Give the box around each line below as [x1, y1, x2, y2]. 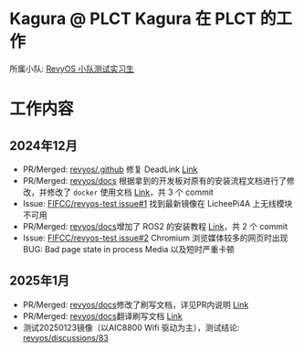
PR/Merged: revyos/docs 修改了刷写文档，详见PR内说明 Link [22, 299, 249, 310]
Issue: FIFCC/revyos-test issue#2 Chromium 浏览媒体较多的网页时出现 [22, 232, 288, 243]
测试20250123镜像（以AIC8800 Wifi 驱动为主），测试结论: [22, 322, 240, 333]
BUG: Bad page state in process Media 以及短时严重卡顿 [22, 243, 236, 254]
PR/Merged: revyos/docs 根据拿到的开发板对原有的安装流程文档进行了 [22, 175, 288, 186]
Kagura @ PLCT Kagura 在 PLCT [9, 8, 257, 29]
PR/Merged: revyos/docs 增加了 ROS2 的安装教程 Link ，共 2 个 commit [22, 220, 288, 231]
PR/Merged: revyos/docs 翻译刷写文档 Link [22, 310, 183, 321]
